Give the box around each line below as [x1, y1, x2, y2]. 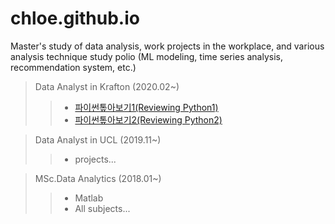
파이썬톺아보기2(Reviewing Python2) [74, 113, 223, 126]
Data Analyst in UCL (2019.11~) [34, 133, 162, 146]
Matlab [74, 192, 104, 204]
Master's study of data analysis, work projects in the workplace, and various [10, 40, 325, 52]
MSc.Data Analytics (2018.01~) [34, 172, 162, 184]
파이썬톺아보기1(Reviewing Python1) [74, 101, 219, 113]
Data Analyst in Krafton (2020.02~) [34, 80, 180, 92]
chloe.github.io [10, 7, 140, 30]
